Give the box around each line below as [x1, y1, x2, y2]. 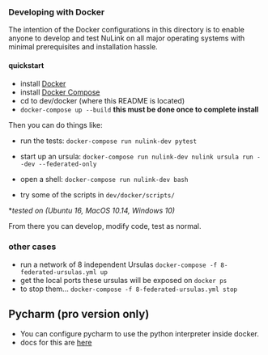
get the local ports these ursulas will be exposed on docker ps [19, 275, 228, 285]
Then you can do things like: [8, 120, 103, 129]
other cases [8, 241, 57, 252]
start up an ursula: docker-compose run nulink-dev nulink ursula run [19, 151, 253, 161]
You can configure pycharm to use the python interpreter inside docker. [19, 328, 259, 338]
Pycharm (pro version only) [8, 307, 150, 321]
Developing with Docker [8, 6, 105, 18]
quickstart [8, 60, 45, 70]
